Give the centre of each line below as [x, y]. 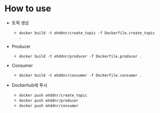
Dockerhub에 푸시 [29, 85]
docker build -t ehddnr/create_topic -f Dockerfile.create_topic [87, 33]
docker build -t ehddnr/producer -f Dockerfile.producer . [80, 56]
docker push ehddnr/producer [49, 100]
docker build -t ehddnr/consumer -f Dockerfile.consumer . [80, 75]
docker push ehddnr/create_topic [53, 95]
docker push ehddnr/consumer [49, 106]
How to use [28, 9]
